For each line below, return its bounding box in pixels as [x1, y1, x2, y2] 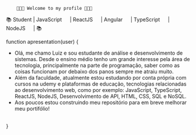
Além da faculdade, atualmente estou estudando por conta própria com [14, 74, 187, 81]
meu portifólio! [14, 105, 50, 112]
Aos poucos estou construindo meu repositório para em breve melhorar [14, 99, 187, 106]
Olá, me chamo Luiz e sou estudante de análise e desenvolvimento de [14, 49, 183, 56]
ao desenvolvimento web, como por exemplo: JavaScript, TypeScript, [14, 87, 182, 93]
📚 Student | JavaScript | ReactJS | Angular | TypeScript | [6, 16, 170, 23]
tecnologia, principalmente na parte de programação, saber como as [14, 62, 180, 69]
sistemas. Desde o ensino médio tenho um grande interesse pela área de [14, 56, 190, 62]
